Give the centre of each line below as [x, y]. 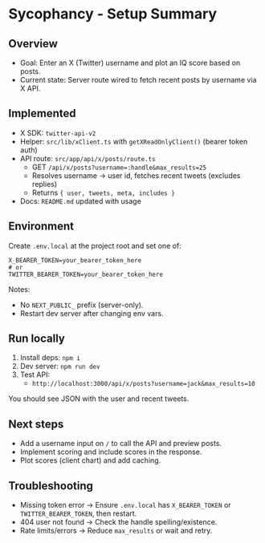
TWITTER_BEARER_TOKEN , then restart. [78, 513]
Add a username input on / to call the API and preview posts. [121, 444]
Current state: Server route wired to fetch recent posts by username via [138, 80]
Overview [33, 44]
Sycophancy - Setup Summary [113, 14]
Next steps [36, 424]
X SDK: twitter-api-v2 [58, 132]
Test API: [35, 375]
